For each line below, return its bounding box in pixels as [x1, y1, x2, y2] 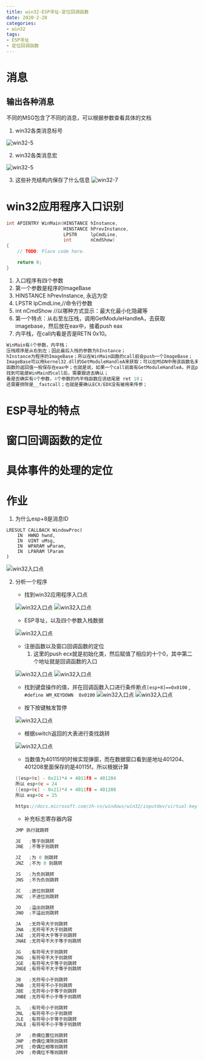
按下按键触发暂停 [24, 704, 67, 711]
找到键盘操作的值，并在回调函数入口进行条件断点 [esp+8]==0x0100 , [24, 683, 191, 691]
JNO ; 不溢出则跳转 [15, 910, 59, 917]
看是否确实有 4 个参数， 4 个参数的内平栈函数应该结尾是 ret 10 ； [6, 376, 144, 382]
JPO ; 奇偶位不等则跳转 [15, 1049, 68, 1056]
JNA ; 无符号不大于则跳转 [15, 927, 73, 933]
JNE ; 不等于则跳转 [15, 844, 59, 850]
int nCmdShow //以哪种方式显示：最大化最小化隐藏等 [15, 307, 148, 314]
